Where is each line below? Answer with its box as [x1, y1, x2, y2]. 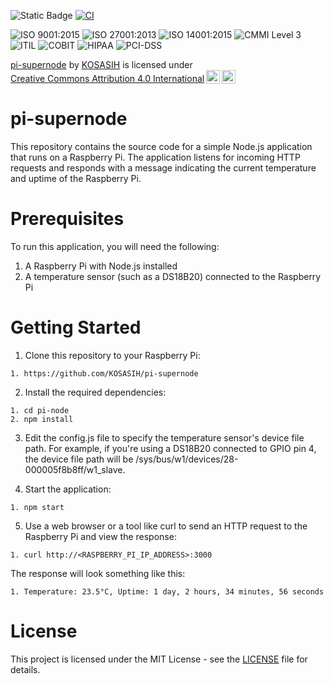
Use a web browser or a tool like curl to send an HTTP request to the [24, 520, 308, 532]
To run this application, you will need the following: [10, 240, 220, 252]
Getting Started [10, 316, 142, 339]
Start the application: [24, 483, 112, 495]
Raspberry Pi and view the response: [24, 530, 177, 542]
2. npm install [10, 414, 74, 424]
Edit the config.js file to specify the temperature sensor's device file [24, 431, 305, 444]
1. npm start [10, 502, 65, 512]
